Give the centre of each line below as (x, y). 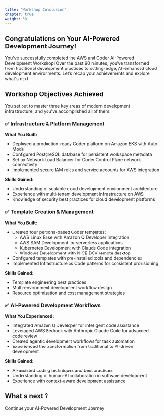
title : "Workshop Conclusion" (36, 10)
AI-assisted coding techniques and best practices (62, 370)
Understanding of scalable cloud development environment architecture (85, 189)
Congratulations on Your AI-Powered (62, 38)
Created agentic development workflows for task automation (73, 341)
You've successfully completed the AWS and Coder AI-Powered (70, 58)
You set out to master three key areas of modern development (68, 106)
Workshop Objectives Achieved (54, 94)
